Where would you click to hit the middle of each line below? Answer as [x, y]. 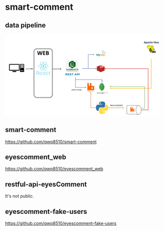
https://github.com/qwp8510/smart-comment [51, 142]
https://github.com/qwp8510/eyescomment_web [54, 169]
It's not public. [20, 196]
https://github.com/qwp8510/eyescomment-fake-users [61, 223]
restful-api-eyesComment [46, 184]
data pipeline [26, 25]
